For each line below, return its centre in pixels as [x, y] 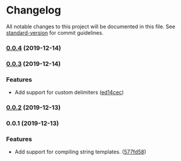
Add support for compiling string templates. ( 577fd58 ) [80, 152]
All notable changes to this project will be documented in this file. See [91, 26]
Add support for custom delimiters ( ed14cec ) [69, 92]
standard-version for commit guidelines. [55, 32]
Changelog [34, 10]
